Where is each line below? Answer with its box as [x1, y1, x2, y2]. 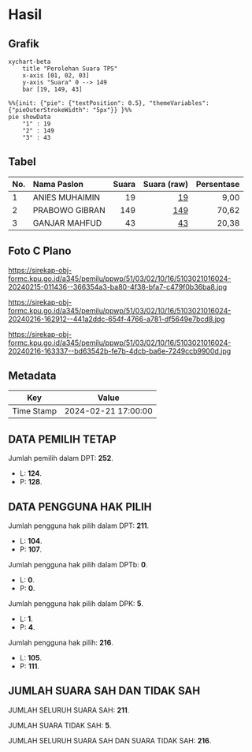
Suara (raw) [143, 178, 189, 189]
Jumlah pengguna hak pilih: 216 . [8, 638, 114, 648]
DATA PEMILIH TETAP [8, 432, 117, 446]
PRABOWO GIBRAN [32, 204, 106, 215]
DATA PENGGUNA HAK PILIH [8, 499, 152, 514]
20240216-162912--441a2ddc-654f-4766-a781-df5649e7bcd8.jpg [8, 314, 225, 324]
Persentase [195, 178, 240, 189]
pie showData [8, 113, 51, 121]
